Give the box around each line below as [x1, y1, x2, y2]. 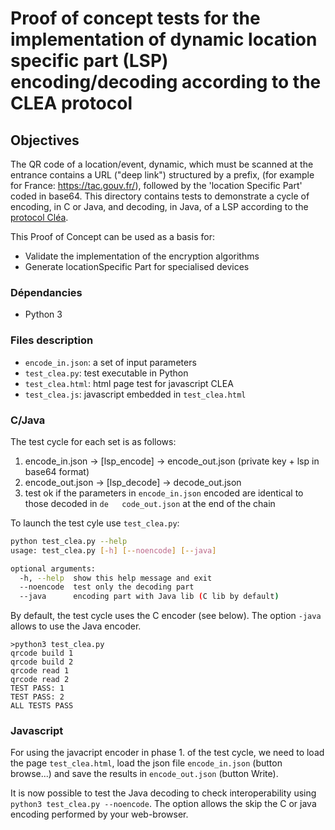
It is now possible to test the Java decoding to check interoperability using [10, 787, 317, 799]
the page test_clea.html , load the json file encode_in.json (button [10, 757, 283, 769]
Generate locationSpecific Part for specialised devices [24, 261, 250, 272]
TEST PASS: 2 [10, 692, 65, 702]
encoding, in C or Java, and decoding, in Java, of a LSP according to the [10, 201, 309, 212]
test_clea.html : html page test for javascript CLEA [24, 377, 234, 389]
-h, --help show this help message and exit [19, 573, 213, 583]
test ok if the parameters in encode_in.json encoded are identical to [24, 487, 304, 499]
